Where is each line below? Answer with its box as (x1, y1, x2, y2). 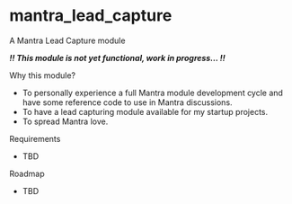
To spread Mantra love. (22, 116, 109, 127)
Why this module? (9, 69, 76, 81)
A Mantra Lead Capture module (9, 35, 126, 46)
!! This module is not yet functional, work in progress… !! (9, 52, 226, 63)
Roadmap (9, 168, 45, 179)
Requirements (9, 133, 61, 144)
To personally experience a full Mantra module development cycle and (22, 87, 283, 98)
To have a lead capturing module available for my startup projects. (22, 106, 269, 117)
